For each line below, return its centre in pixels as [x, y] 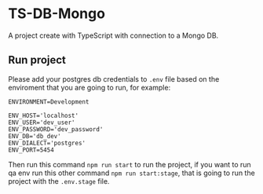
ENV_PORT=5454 [31, 150]
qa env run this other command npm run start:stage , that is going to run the [131, 173]
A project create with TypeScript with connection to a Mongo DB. [113, 35]
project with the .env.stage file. [59, 181]
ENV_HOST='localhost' [44, 115]
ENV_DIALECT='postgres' [47, 143]
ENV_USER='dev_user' [42, 123]
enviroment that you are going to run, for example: [89, 87]
